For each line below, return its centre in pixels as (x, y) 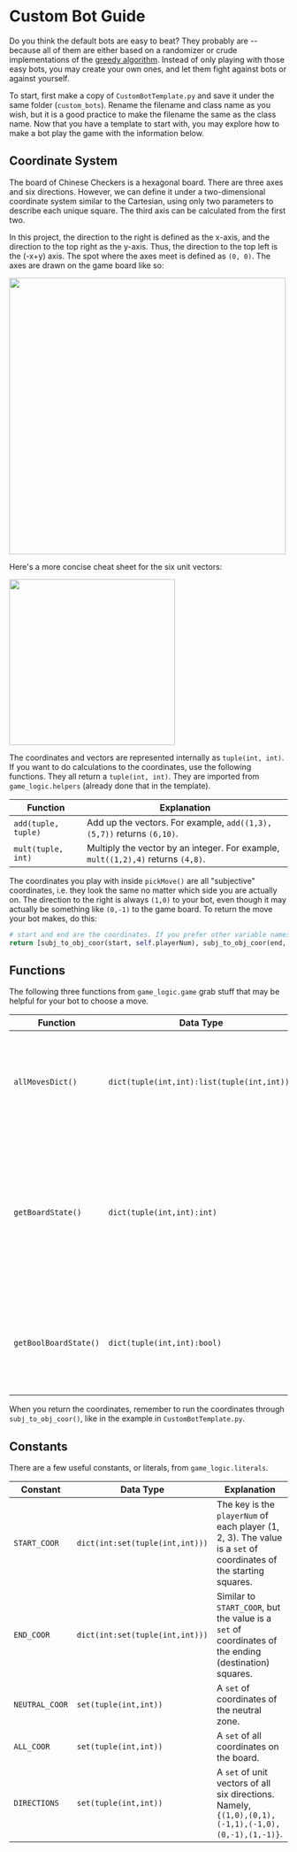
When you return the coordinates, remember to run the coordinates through (147, 1410)
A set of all (239, 1736)
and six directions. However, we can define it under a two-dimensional (137, 191)
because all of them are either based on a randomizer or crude (123, 50)
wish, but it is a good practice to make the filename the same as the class (143, 114)
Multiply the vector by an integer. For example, (183, 848)
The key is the (246, 1504)
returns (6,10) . (147, 834)
